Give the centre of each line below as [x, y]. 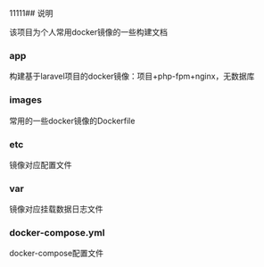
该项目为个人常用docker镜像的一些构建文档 [88, 32]
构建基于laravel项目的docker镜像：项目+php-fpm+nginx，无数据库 [132, 76]
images [26, 100]
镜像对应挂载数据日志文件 [56, 209]
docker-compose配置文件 [57, 254]
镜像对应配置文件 [41, 164]
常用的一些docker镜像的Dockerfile [72, 121]
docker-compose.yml [57, 233]
